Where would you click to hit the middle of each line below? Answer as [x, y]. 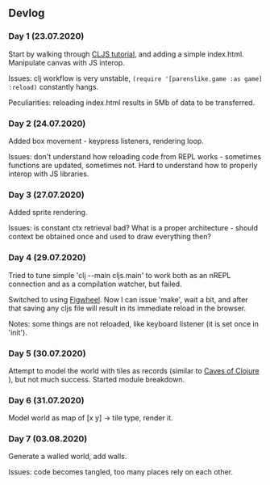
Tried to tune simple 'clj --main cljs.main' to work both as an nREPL [120, 275]
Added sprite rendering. [48, 213]
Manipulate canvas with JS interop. [66, 62]
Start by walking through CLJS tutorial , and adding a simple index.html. [126, 54]
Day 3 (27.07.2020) [46, 195]
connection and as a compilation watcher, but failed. [96, 284]
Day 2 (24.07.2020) [47, 123]
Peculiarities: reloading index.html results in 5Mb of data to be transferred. [132, 102]
